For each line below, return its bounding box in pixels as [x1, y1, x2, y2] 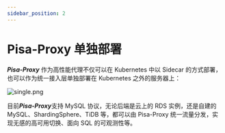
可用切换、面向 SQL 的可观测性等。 [36, 119, 137, 127]
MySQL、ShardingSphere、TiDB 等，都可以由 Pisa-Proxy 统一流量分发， [7, 110, 213, 118]
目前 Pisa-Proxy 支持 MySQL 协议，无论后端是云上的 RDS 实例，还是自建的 [7, 102, 217, 110]
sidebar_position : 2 [7, 10, 66, 17]
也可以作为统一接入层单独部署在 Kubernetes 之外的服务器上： [7, 74, 181, 82]
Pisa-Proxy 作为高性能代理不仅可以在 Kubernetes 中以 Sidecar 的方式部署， [7, 65, 222, 74]
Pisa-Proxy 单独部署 [7, 42, 122, 57]
